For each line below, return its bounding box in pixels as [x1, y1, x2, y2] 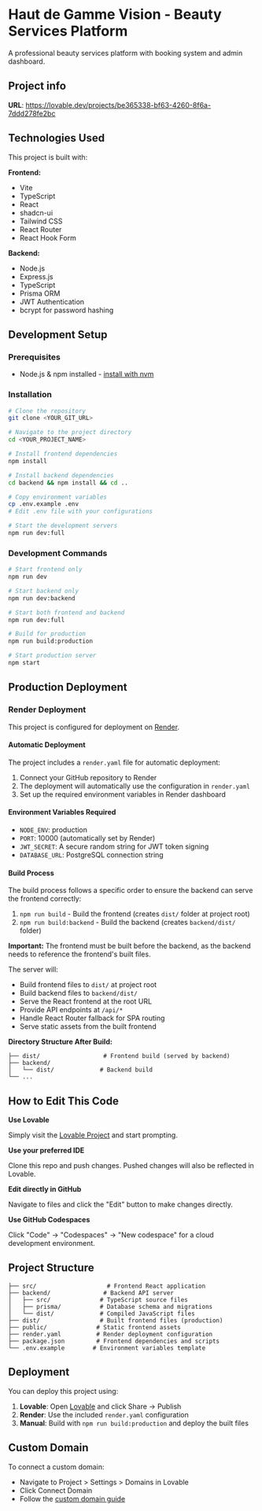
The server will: [8, 965, 59, 975]
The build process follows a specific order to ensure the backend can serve [8, 886, 253, 895]
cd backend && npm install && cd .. [8, 478, 128, 487]
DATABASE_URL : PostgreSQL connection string [19, 850, 164, 860]
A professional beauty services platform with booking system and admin [8, 48, 243, 57]
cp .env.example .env [8, 500, 79, 508]
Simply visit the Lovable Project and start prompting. [8, 1130, 179, 1140]
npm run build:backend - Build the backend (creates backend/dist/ [19, 918, 236, 927]
